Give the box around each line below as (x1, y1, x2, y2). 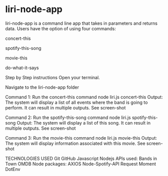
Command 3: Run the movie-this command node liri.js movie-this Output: (5, 135, 157, 141)
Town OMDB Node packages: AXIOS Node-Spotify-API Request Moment (5, 160, 156, 167)
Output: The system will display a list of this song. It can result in (17, 120, 151, 126)
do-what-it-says (5, 65, 39, 71)
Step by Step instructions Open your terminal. (5, 74, 100, 80)
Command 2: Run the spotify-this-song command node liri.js (5, 114, 131, 121)
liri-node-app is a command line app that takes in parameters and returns (5, 20, 158, 26)
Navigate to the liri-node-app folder (5, 84, 79, 90)
